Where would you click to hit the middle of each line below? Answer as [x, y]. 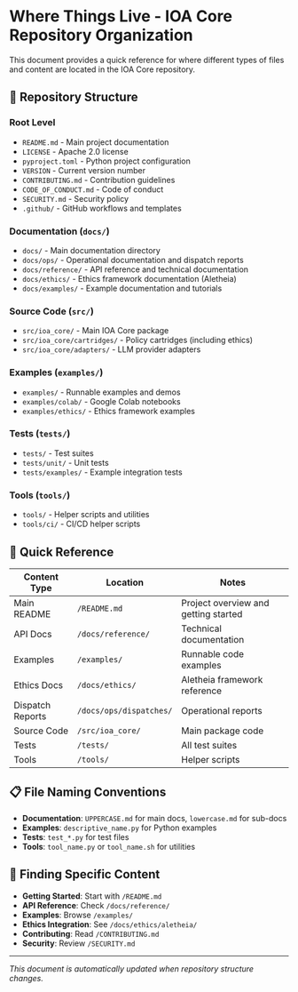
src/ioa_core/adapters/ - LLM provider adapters [111, 349]
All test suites [209, 745]
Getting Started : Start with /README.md [92, 896]
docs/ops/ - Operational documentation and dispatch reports [133, 260]
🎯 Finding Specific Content [85, 874]
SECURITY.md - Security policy [75, 198]
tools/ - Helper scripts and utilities [86, 515]
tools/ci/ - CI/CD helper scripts [81, 524]
